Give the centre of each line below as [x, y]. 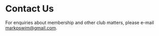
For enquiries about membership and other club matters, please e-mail [80, 22]
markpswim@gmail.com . [31, 27]
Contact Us [30, 9]
